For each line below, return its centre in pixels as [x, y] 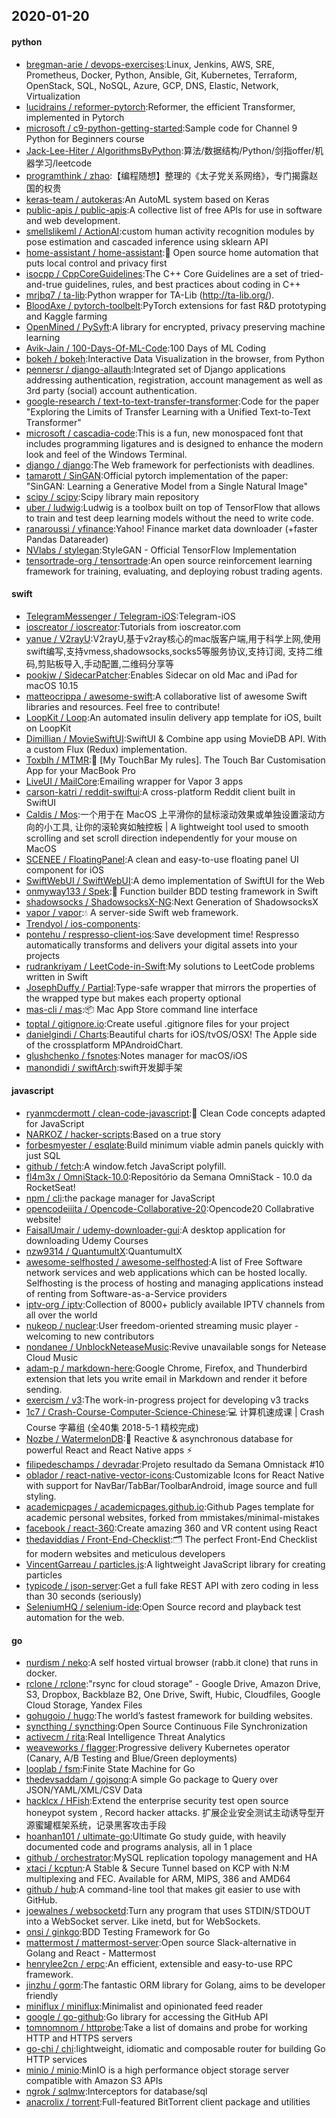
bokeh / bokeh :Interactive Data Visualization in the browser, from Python [175, 358]
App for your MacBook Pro [80, 770]
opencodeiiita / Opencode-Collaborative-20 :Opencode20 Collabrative [170, 1208]
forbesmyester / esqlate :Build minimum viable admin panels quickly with [174, 1145]
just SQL [43, 1155]
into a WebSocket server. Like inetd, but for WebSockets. [143, 1921]
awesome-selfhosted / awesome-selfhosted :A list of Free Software [164, 1262]
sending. [44, 1389]
